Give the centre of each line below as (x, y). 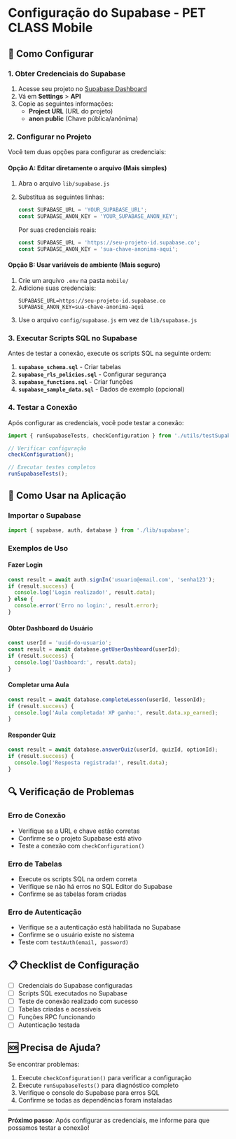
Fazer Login (26, 565)
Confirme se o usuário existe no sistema (76, 935)
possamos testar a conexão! (49, 1128)
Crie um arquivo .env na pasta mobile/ (73, 281)
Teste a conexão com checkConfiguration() (81, 845)
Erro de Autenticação (45, 912)
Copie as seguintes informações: (66, 104)
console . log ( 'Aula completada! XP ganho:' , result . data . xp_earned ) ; (116, 712)
